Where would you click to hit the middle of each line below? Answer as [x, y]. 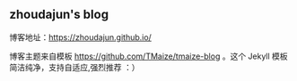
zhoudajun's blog [59, 15]
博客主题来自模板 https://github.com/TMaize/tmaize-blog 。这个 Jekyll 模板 [149, 56]
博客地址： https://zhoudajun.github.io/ [81, 37]
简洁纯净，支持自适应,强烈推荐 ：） [74, 67]
